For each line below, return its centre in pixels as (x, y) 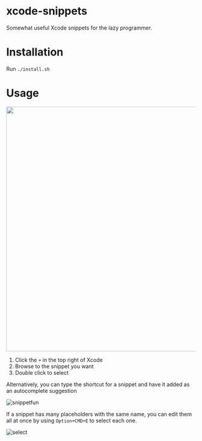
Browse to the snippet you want (54, 366)
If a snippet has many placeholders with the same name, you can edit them (99, 414)
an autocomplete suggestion (41, 390)
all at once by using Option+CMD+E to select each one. (72, 421)
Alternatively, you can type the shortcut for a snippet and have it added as (98, 384)
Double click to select (42, 372)
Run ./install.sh (28, 69)
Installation (35, 52)
